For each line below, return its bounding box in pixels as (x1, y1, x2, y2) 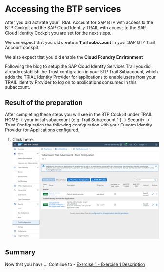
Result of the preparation (5, 99, 83, 107)
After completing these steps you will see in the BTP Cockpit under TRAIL (5, 111, 153, 117)
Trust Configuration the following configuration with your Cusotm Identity (5, 122, 152, 127)
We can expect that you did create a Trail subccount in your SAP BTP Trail (5, 39, 155, 45)
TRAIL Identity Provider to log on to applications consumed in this (5, 79, 137, 85)
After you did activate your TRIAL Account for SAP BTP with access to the (5, 20, 154, 25)
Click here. (12, 136, 34, 142)
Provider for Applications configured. (5, 127, 80, 133)
